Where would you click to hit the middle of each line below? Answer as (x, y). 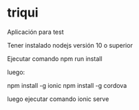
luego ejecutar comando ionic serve (58, 99)
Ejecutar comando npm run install (55, 58)
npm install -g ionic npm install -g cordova (67, 85)
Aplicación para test (35, 32)
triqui (23, 13)
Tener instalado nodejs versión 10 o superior (70, 45)
